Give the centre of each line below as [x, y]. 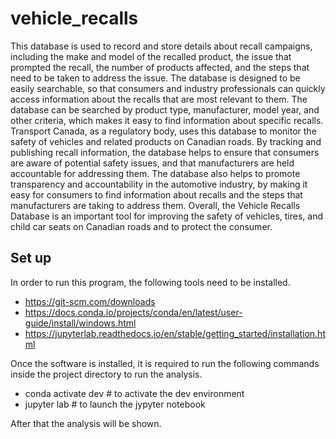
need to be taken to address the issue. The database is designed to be [155, 78]
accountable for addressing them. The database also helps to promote [155, 173]
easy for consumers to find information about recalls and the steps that [156, 194]
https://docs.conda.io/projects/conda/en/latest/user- [133, 312]
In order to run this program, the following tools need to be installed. [150, 282]
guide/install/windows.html [80, 323]
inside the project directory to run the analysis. [106, 374]
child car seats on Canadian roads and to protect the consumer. [141, 226]
